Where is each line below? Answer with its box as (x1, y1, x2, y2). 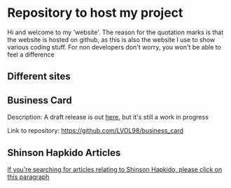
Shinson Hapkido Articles (7, 147, 121, 159)
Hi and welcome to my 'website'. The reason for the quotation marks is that (7, 28, 224, 36)
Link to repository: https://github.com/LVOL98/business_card (7, 126, 184, 135)
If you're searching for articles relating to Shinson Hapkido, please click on (7, 165, 223, 173)
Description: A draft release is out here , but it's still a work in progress (7, 113, 209, 122)
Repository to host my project (7, 5, 183, 21)
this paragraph (7, 173, 50, 181)
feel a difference (7, 50, 55, 59)
